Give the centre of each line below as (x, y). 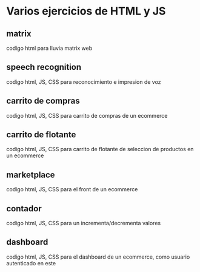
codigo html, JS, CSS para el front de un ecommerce (72, 189)
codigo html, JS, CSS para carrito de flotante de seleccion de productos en (100, 149)
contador (24, 209)
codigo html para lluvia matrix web (49, 48)
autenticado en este (31, 263)
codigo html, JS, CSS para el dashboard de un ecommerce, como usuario (98, 257)
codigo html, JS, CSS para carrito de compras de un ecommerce (87, 115)
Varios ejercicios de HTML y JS (86, 11)
